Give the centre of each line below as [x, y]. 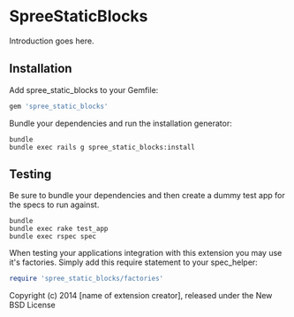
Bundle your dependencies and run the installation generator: [121, 123]
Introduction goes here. [52, 41]
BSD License [32, 305]
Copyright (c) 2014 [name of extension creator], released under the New [141, 296]
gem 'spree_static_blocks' [59, 106]
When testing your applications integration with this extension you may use [146, 253]
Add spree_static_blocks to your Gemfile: [84, 89]
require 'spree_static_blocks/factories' [87, 279]
